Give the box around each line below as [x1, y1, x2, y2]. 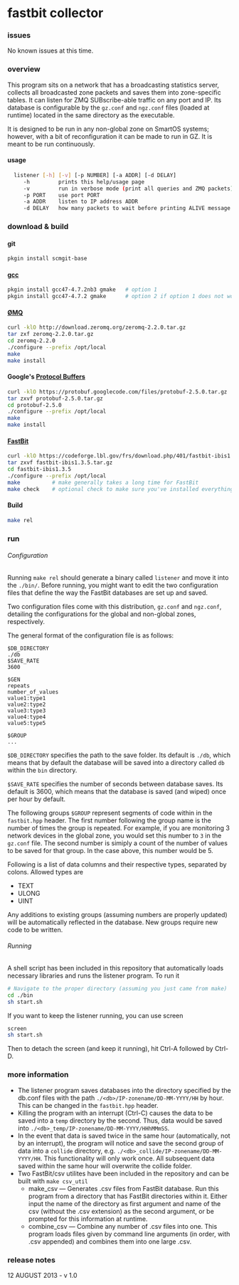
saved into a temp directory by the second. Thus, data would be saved [17, 1116, 223, 1125]
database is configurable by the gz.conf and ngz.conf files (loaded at [7, 103, 210, 112]
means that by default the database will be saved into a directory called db [7, 758, 225, 766]
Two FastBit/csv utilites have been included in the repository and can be [17, 1169, 230, 1178]
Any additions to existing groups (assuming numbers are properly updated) [7, 910, 228, 919]
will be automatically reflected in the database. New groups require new [7, 918, 218, 926]
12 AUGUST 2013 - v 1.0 [7, 1271, 78, 1279]
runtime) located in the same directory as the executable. [7, 110, 175, 119]
